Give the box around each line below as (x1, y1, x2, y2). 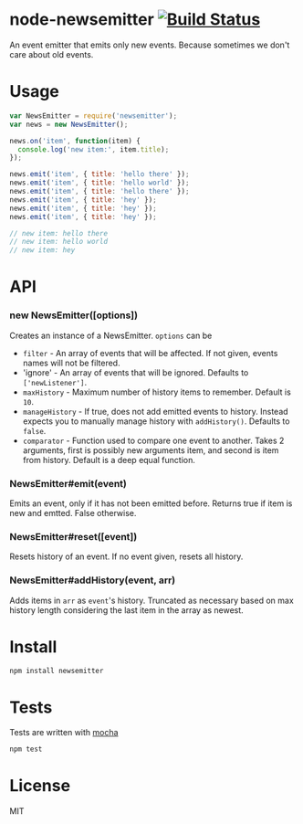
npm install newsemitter (9, 667, 104, 676)
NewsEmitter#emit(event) (9, 477, 128, 490)
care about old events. (9, 48, 94, 59)
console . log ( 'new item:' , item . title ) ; (17, 144, 170, 154)
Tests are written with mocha (9, 727, 119, 738)
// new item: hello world (9, 238, 108, 247)
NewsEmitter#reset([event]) (9, 530, 138, 543)
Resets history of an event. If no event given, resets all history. (9, 551, 244, 562)
